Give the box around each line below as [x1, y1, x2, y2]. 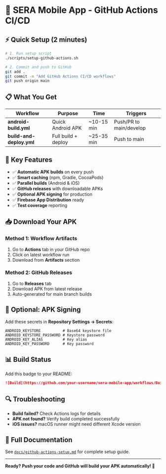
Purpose [57, 110, 78, 117]
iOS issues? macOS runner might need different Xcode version [12, 421, 141, 427]
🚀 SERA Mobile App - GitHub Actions [5, 4, 158, 16]
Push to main [114, 136, 144, 143]
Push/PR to [114, 119, 140, 126]
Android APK [52, 125, 82, 132]
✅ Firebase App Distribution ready [12, 197, 84, 203]
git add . [5, 69, 26, 74]
